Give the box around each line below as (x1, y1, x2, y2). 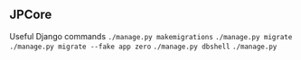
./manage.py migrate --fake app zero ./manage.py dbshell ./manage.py (9, 42, 277, 51)
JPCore (9, 7, 52, 22)
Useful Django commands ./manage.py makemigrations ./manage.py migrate (9, 30, 293, 41)
